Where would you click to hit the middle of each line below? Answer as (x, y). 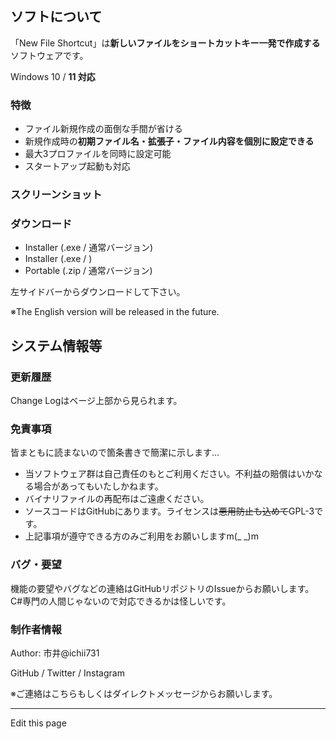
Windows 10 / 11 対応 (53, 76)
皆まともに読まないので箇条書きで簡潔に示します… (115, 453)
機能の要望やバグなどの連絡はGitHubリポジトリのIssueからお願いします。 (162, 588)
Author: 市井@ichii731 (55, 653)
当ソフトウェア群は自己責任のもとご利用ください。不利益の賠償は (160, 474)
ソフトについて (56, 17)
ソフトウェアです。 (49, 55)
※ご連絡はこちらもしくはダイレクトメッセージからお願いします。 (144, 693)
